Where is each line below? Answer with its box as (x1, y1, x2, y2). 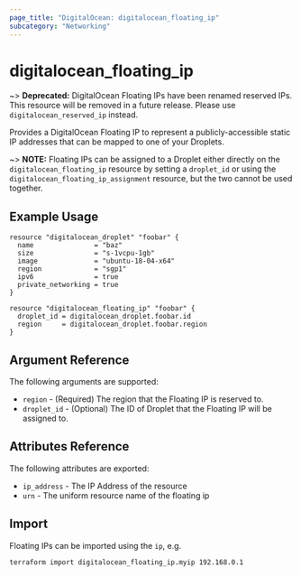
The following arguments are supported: (9, 376, 160, 387)
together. (9, 182, 43, 194)
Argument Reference (9, 352, 130, 367)
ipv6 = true (17, 273, 119, 282)
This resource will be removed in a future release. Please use (9, 100, 236, 111)
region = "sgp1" (17, 265, 127, 274)
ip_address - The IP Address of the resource (22, 480, 187, 491)
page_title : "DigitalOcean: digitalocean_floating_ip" (9, 13, 220, 23)
